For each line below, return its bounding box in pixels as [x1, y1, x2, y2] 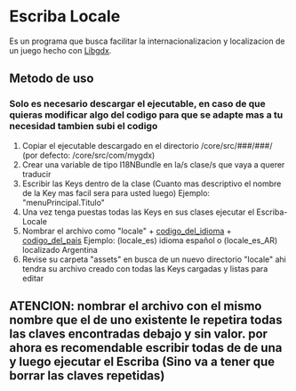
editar [21, 273, 44, 283]
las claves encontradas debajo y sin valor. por [9, 327, 268, 342]
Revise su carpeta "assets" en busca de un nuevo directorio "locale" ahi [21, 254, 286, 265]
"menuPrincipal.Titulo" [21, 197, 105, 208]
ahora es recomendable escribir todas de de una [9, 340, 283, 355]
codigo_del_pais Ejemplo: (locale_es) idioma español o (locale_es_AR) [21, 234, 278, 246]
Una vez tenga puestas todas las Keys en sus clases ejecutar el [21, 207, 255, 217]
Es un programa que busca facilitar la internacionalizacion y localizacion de [9, 36, 285, 46]
